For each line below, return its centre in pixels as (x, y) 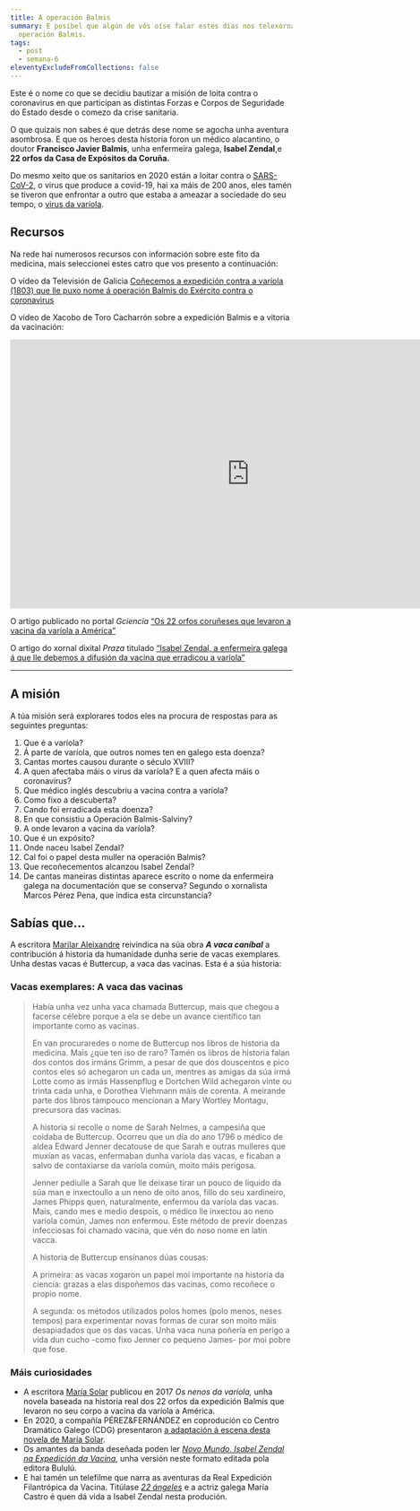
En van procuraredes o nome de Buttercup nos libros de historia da (156, 1043)
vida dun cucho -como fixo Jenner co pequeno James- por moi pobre (161, 1339)
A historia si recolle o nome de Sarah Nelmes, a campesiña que (149, 1127)
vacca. (44, 1239)
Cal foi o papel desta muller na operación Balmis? (114, 856)
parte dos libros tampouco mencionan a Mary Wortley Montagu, (150, 1100)
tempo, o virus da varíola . (57, 204)
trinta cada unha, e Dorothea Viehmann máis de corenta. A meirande (159, 1090)
